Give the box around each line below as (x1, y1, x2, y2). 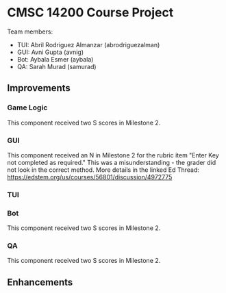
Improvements (7, 82, 71, 94)
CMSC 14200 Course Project (7, 5, 174, 21)
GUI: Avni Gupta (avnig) (16, 48, 84, 56)
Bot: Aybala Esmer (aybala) (16, 55, 94, 63)
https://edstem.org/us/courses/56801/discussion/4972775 (7, 173, 173, 181)
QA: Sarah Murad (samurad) (16, 62, 97, 71)
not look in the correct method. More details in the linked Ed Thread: (7, 166, 200, 174)
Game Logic (7, 103, 48, 112)
